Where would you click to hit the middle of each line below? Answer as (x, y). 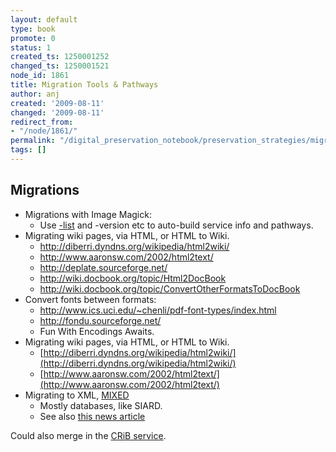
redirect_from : (42, 122)
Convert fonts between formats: (90, 299)
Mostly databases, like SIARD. (101, 405)
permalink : (33, 141)
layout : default (44, 19)
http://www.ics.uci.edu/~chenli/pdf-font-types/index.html (158, 310)
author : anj (35, 94)
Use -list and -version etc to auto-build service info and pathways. (176, 225)
